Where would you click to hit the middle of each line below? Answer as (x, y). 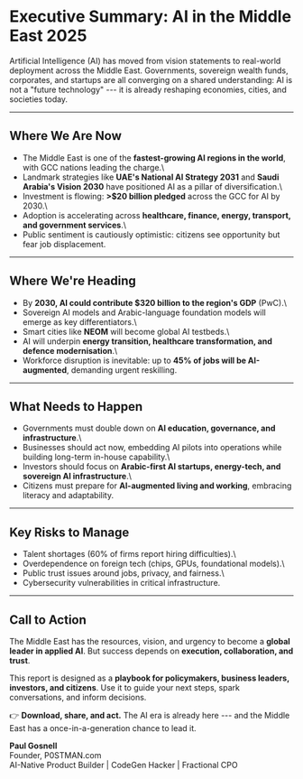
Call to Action (48, 620)
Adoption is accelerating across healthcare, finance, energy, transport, (156, 215)
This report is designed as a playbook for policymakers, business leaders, (150, 678)
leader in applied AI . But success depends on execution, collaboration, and (151, 651)
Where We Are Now (65, 136)
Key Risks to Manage (69, 532)
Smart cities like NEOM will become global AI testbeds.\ (126, 331)
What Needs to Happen (76, 407)
